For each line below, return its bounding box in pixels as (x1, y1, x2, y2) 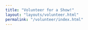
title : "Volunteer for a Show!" (5, 7, 74, 13)
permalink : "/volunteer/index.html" (5, 17, 83, 22)
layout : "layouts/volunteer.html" (5, 12, 79, 17)
